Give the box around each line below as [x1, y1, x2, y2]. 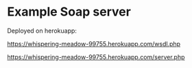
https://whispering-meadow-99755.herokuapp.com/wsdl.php [7, 39, 180, 48]
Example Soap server [7, 4, 132, 20]
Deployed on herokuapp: [7, 27, 77, 35]
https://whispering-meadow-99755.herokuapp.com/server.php [7, 52, 185, 61]
